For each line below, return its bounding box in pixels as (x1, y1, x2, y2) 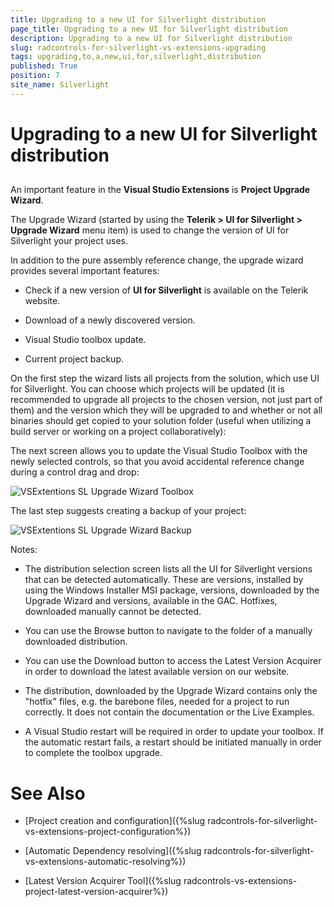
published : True (10, 61, 78, 71)
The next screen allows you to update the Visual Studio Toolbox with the (10, 445, 308, 457)
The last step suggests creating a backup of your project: (10, 505, 247, 517)
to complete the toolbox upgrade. (24, 747, 163, 759)
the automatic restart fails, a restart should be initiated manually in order (24, 736, 322, 748)
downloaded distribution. (24, 636, 128, 648)
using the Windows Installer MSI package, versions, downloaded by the (24, 584, 320, 596)
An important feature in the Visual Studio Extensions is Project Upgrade (10, 184, 311, 196)
